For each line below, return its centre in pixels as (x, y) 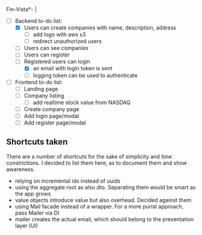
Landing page (41, 89)
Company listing (44, 96)
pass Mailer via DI (37, 213)
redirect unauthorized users (67, 41)
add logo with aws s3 (59, 35)
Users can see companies (56, 48)
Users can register (47, 55)
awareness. (20, 169)
